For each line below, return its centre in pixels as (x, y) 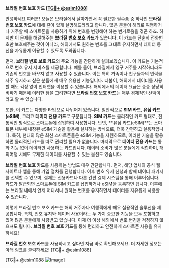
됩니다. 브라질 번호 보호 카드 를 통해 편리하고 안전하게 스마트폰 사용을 (86, 226)
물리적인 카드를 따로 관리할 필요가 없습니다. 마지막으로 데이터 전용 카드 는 (86, 142)
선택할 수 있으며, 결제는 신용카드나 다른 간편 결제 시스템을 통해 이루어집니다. (85, 178)
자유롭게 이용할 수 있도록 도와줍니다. (50, 50)
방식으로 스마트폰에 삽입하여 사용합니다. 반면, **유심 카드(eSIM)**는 (86, 123)
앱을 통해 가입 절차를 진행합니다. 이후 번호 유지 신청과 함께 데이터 (86, 171)
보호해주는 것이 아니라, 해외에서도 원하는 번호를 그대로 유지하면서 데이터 (85, 44)
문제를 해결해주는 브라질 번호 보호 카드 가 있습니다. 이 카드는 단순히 (85, 38)
